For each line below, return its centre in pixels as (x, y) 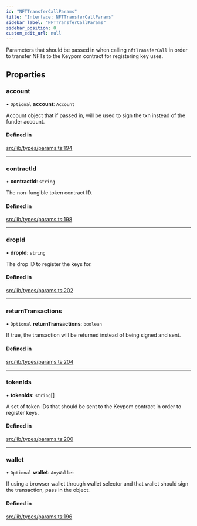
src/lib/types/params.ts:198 (39, 219)
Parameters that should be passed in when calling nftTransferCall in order (97, 50)
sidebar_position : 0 (31, 28)
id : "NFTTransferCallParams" (42, 11)
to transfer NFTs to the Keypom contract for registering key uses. (85, 56)
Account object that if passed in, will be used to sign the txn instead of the (96, 115)
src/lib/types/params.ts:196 (39, 517)
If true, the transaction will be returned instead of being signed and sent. (94, 335)
